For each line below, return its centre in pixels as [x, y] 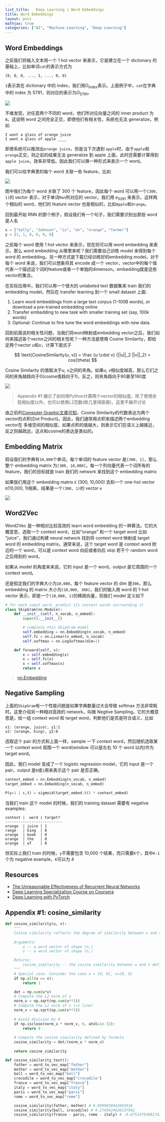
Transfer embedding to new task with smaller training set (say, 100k [81, 312]
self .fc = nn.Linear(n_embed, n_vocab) [64, 636]
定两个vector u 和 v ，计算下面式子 [38, 345]
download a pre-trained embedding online [55, 307]
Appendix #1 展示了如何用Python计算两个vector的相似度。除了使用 [85, 396]
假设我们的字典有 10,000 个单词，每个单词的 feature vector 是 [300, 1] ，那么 [81, 459]
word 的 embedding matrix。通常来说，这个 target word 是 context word [78, 544]
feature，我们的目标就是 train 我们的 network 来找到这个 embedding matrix [81, 471]
